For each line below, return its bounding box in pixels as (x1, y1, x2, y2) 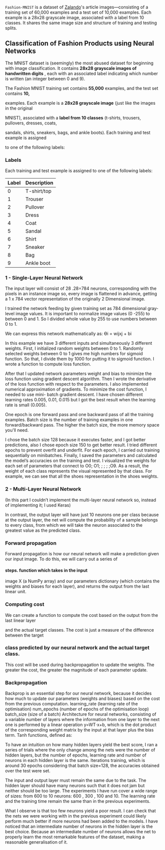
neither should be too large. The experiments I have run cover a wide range (5, 788, 158, 794)
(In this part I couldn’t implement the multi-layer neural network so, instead (5, 497, 156, 503)
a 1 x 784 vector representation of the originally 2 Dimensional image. (5, 296, 146, 302)
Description (25, 180, 54, 186)
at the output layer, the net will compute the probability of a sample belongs (5, 516, 158, 523)
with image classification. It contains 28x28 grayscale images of (5, 65, 137, 71)
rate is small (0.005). (5, 402, 47, 408)
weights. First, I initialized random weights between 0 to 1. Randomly (5, 345, 143, 351)
